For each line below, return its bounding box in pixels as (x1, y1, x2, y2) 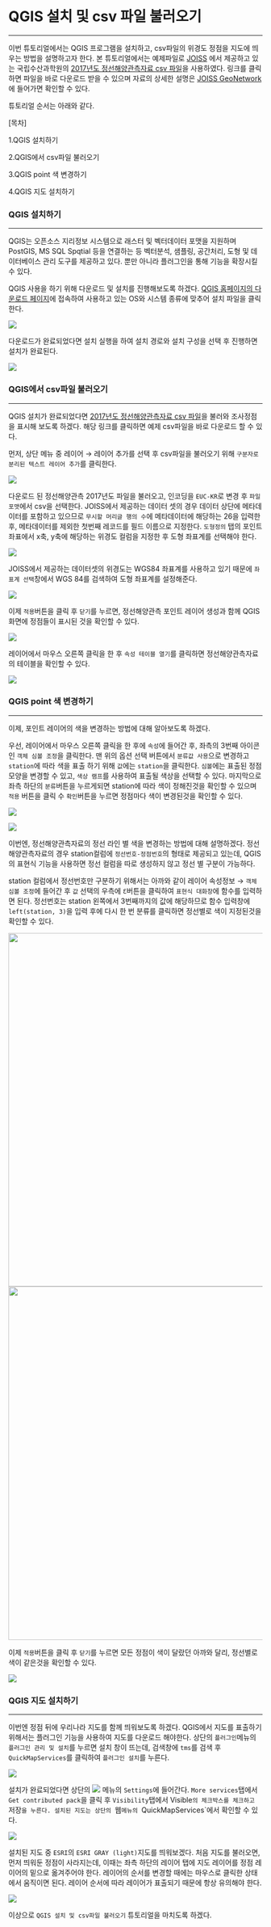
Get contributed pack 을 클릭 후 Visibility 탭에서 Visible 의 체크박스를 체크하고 (8, 1795, 256, 1805)
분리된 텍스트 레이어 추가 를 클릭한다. (8, 458, 117, 469)
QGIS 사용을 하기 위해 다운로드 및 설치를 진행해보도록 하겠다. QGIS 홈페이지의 (8, 284, 253, 293)
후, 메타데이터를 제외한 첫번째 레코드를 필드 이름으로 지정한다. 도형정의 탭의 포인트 (8, 521, 263, 531)
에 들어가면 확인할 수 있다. (8, 83, 90, 93)
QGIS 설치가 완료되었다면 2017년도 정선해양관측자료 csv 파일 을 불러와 (8, 411, 230, 421)
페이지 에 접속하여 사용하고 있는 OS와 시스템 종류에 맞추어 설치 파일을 (29, 294, 247, 304)
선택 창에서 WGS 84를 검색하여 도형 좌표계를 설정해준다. (23, 574, 198, 583)
